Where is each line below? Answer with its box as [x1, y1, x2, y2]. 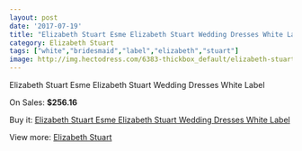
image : [9, 55, 34, 64]
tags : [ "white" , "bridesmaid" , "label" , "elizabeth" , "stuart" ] [9, 47, 240, 56]
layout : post [9, 13, 58, 22]
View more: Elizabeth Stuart [9, 132, 112, 142]
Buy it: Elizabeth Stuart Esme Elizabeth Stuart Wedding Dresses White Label [9, 114, 290, 125]
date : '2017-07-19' [9, 22, 83, 31]
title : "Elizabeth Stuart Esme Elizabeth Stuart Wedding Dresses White [9, 30, 283, 39]
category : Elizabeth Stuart [9, 38, 115, 48]
